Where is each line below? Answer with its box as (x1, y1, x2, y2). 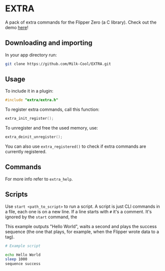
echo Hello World (5, 252, 41, 257)
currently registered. (5, 149, 47, 155)
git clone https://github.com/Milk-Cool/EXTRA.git (5, 61, 111, 67)
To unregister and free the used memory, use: (5, 125, 99, 131)
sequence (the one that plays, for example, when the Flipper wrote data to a (5, 229, 159, 235)
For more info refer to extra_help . (5, 176, 73, 182)
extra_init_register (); (5, 116, 54, 121)
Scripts (5, 190, 28, 199)
